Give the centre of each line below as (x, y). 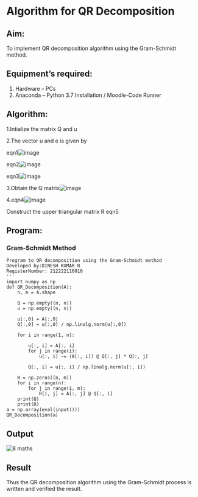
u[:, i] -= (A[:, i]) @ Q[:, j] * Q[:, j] (94, 357)
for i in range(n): (42, 383)
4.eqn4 (15, 200)
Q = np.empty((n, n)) (44, 303)
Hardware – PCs (35, 88)
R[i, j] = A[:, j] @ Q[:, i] (76, 394)
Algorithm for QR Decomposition (90, 11)
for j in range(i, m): (57, 389)
